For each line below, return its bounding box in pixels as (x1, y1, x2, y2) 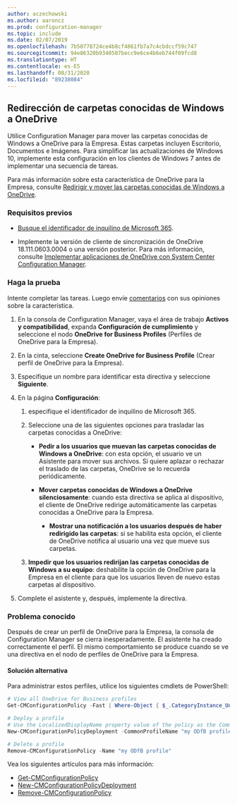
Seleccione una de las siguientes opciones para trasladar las (28, 420, 205, 429)
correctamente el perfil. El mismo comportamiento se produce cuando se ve (7, 642, 229, 651)
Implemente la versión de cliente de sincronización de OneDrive (17, 238, 204, 246)
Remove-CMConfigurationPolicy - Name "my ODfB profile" (7, 747, 172, 755)
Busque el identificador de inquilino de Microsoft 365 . (17, 224, 174, 233)
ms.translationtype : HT (7, 56, 78, 63)
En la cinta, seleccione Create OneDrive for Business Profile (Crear (17, 351, 215, 360)
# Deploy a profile (7, 715, 65, 722)
